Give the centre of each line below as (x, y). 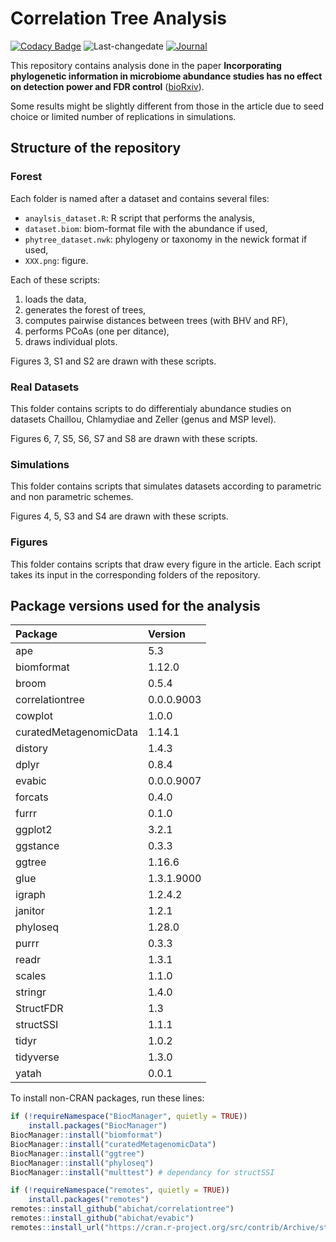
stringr (31, 992)
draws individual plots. (71, 341)
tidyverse (37, 1057)
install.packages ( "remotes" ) (89, 1200)
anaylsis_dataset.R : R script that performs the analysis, (140, 218)
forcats (32, 797)
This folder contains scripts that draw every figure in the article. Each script (166, 564)
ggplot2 (34, 830)
